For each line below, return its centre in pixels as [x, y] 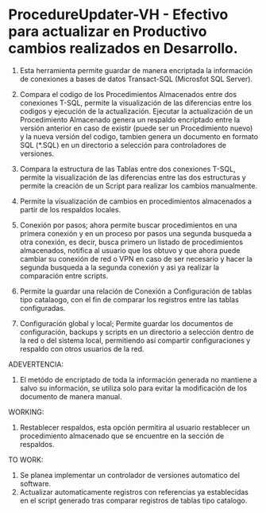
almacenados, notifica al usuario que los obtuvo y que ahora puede [130, 250]
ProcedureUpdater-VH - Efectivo [118, 15]
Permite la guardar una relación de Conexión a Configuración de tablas [136, 291]
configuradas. [42, 308]
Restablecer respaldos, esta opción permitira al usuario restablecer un [135, 427]
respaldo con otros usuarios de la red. [82, 348]
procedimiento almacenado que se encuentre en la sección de [122, 436]
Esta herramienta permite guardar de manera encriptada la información [136, 70]
